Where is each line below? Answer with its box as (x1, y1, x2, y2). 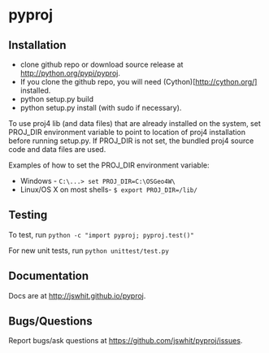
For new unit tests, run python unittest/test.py (8, 246, 169, 255)
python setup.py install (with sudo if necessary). (20, 103, 182, 112)
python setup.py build (20, 94, 93, 103)
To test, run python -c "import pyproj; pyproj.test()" (8, 229, 194, 239)
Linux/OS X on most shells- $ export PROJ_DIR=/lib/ (20, 185, 197, 194)
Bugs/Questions (8, 315, 93, 329)
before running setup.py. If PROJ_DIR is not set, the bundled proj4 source (8, 136, 254, 146)
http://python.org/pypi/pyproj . (20, 68, 120, 78)
